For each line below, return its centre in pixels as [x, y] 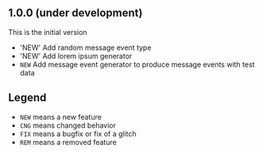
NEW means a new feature [60, 117]
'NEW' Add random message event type [85, 48]
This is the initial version [48, 32]
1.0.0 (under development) [75, 13]
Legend [27, 98]
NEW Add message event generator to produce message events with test [137, 64]
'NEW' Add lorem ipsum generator [76, 55]
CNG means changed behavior [68, 125]
